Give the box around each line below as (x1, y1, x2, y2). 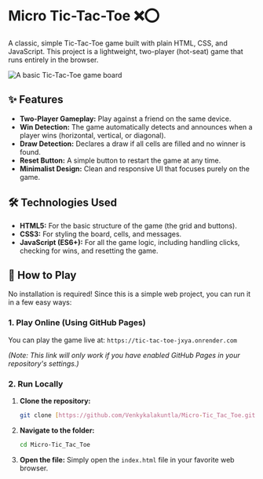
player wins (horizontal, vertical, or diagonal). (19, 130, 166, 140)
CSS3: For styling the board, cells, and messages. (19, 229, 182, 239)
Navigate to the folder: (19, 426, 95, 435)
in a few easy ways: (8, 298, 72, 307)
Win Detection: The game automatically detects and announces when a (19, 122, 253, 131)
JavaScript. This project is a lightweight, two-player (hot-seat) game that (8, 46, 243, 56)
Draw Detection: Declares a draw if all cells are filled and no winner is (19, 139, 246, 148)
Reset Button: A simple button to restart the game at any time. (19, 155, 221, 165)
